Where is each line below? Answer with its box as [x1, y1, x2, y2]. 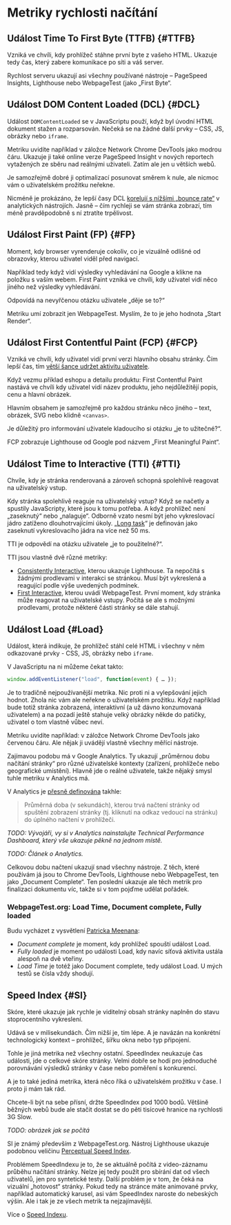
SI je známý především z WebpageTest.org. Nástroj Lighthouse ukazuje [7, 1139, 210, 1148]
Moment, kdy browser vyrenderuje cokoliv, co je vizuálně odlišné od [7, 247, 201, 255]
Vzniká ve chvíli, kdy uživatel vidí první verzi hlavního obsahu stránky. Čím [7, 355, 219, 364]
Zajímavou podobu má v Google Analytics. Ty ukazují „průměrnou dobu [7, 751, 210, 760]
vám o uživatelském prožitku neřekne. [7, 180, 115, 189]
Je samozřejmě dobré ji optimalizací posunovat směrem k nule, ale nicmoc [7, 173, 219, 181]
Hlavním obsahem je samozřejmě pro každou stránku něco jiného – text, [7, 404, 212, 412]
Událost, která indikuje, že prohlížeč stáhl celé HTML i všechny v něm [7, 642, 205, 651]
